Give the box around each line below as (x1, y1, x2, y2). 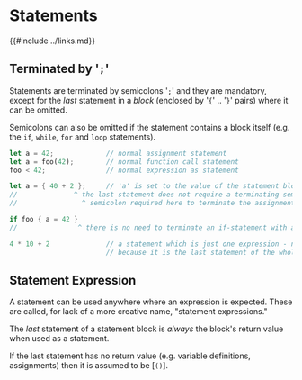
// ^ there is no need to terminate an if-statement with (9, 222, 288, 232)
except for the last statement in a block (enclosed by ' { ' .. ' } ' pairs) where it (9, 95, 289, 105)
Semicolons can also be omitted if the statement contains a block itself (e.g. (9, 122, 290, 132)
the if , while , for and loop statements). (9, 131, 155, 142)
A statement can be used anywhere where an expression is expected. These (9, 296, 293, 307)
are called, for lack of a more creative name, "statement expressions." (9, 306, 268, 317)
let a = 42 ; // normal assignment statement (9, 149, 227, 158)
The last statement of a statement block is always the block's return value (9, 323, 284, 334)
